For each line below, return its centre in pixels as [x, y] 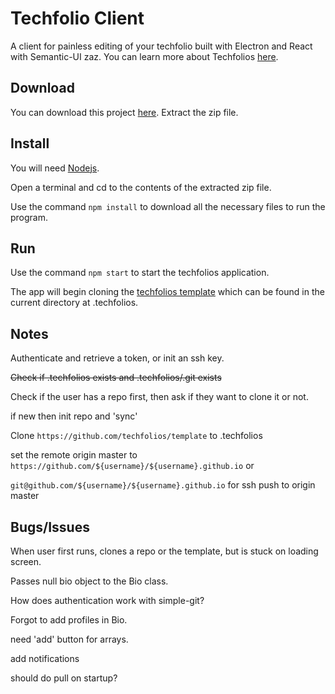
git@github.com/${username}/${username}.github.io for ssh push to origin [163, 485]
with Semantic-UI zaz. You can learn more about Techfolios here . [144, 56]
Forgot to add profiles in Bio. [69, 620]
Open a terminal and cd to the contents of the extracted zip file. [141, 187]
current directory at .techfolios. [74, 303]
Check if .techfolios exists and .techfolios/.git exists [116, 378]
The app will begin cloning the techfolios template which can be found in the [167, 292]
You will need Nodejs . [55, 168]
